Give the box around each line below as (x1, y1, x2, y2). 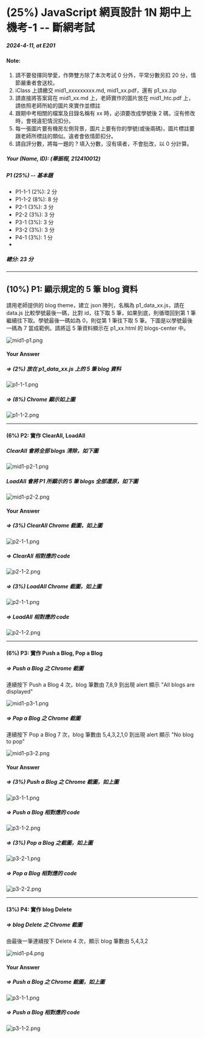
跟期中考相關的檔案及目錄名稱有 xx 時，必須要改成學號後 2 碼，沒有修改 (15, 109, 195, 116)
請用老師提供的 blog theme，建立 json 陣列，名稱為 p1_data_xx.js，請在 (6, 301, 185, 308)
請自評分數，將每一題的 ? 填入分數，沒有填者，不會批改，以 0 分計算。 (15, 140, 192, 147)
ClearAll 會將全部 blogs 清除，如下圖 (6, 447, 99, 454)
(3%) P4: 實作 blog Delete (6, 906, 72, 913)
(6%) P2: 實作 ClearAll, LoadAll (6, 432, 86, 439)
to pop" (6, 738, 25, 745)
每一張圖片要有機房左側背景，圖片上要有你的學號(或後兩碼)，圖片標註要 (15, 124, 195, 132)
